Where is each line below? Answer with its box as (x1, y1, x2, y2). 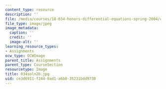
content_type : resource (5, 7, 54, 12)
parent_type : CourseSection (5, 62, 63, 67)
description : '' (5, 12, 39, 17)
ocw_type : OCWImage (5, 53, 45, 58)
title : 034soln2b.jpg (5, 72, 50, 77)
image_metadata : (5, 26, 39, 31)
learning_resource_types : (5, 44, 58, 49)
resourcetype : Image (5, 67, 48, 72)
